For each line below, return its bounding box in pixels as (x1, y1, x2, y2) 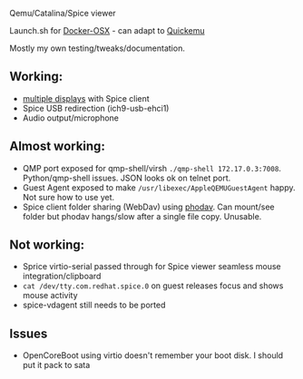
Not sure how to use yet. (22, 191, 115, 202)
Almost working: (9, 139, 106, 154)
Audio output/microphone (22, 112, 120, 123)
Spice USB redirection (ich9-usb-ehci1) (22, 102, 170, 113)
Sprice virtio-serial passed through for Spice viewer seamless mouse (22, 261, 281, 272)
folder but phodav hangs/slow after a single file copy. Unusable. (22, 210, 262, 221)
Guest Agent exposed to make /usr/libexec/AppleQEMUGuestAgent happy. (22, 181, 297, 193)
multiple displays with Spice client (22, 92, 150, 103)
